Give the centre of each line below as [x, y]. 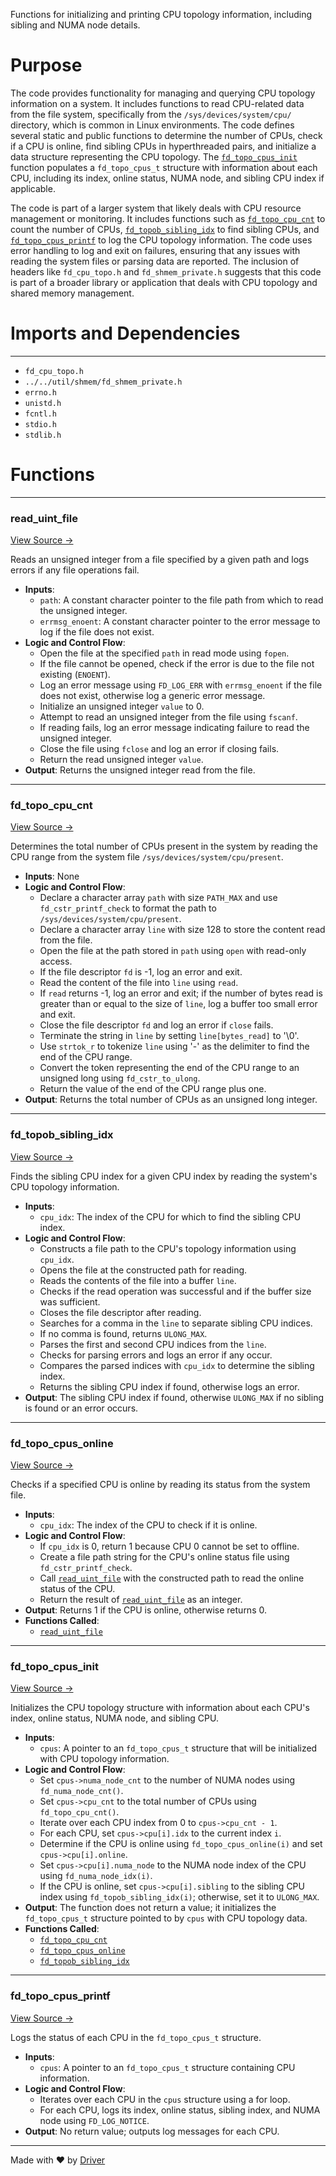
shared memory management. [72, 293]
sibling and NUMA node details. [75, 25]
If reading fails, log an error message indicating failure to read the [174, 728]
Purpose [46, 65]
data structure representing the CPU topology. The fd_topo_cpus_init [154, 156]
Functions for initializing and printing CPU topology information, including [161, 14]
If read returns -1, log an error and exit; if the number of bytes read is [181, 993]
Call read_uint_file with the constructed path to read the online [172, 1578]
